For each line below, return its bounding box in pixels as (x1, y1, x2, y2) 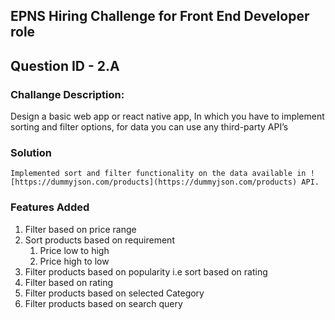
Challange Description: (10, 87, 125, 101)
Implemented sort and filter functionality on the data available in (10, 169, 307, 179)
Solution (10, 146, 53, 159)
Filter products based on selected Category (24, 287, 205, 299)
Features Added (10, 200, 90, 214)
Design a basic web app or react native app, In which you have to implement (10, 110, 325, 123)
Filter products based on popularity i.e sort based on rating (24, 265, 268, 278)
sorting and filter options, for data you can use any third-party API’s (10, 121, 289, 133)
